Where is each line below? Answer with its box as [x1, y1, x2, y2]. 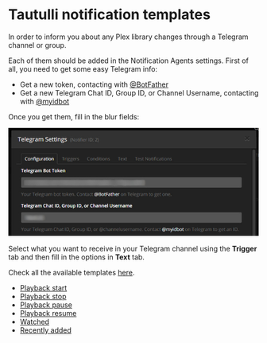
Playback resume [19, 308, 77, 318]
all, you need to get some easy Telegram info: [8, 64, 157, 73]
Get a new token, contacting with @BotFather [19, 80, 169, 89]
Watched [19, 317, 50, 326]
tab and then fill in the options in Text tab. [8, 252, 145, 262]
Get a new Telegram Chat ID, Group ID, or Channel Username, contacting [19, 88, 259, 97]
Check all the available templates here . [8, 267, 135, 277]
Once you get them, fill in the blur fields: [8, 111, 140, 121]
